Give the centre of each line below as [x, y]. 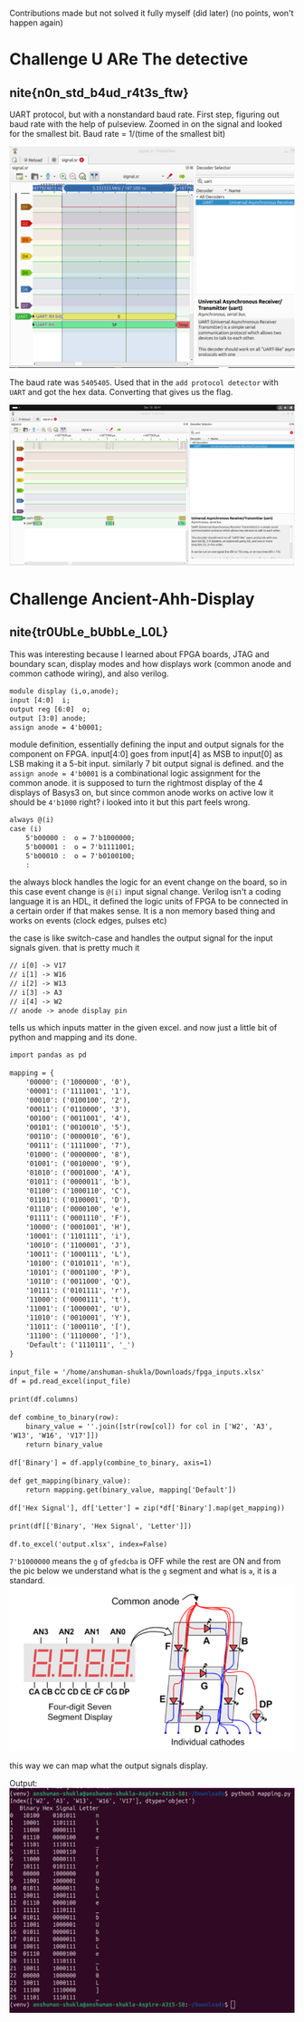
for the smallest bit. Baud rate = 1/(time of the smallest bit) [118, 134]
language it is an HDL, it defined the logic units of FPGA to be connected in [149, 901]
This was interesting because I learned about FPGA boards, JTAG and [139, 654]
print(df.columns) [44, 1399]
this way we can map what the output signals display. [109, 1766]
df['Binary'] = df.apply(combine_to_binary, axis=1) [111, 1463]
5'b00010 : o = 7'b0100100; [81, 856]
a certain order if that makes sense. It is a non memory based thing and [142, 911]
